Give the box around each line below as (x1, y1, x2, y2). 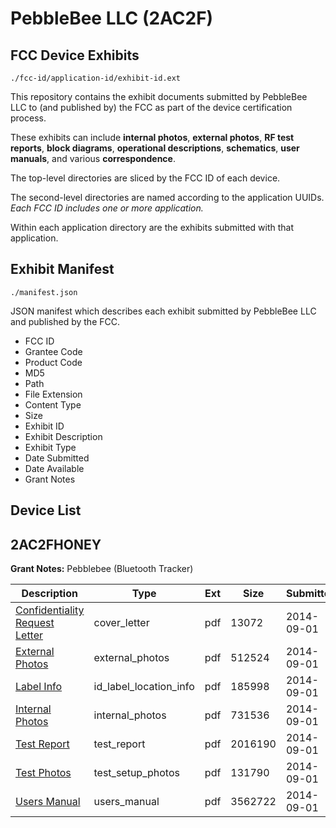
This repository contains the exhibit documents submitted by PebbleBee (10, 91, 308, 102)
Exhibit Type (24, 441, 77, 453)
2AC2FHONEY (10, 536, 102, 553)
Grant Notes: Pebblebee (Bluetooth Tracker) (10, 563, 194, 575)
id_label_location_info (93, 680, 195, 694)
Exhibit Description (24, 430, 103, 442)
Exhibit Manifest (10, 261, 115, 278)
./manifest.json (10, 287, 78, 297)
